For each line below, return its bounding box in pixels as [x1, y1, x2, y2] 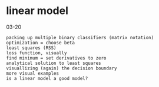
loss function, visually [6, 50, 67, 56]
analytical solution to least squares [6, 60, 101, 66]
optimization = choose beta [6, 40, 75, 46]
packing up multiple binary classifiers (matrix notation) [6, 34, 154, 40]
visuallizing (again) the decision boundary [6, 65, 117, 71]
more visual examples [6, 70, 59, 76]
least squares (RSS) [6, 45, 57, 51]
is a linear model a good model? [6, 75, 88, 81]
